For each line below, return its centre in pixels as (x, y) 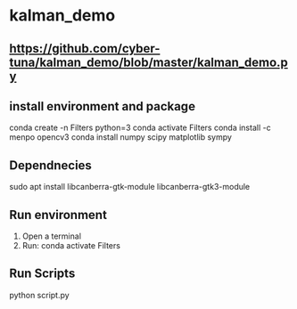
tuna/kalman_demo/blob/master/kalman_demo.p (148, 62)
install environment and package (103, 106)
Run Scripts (42, 274)
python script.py (39, 295)
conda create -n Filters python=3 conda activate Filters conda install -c (140, 128)
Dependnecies (50, 165)
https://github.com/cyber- (85, 49)
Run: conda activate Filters (71, 246)
